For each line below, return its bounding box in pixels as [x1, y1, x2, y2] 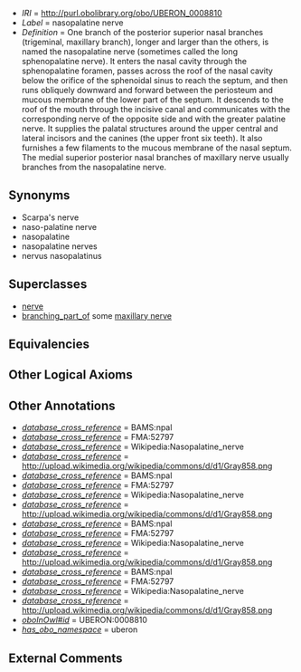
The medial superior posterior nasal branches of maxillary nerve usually [21, 152, 290, 162]
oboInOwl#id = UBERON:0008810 [21, 615, 148, 626]
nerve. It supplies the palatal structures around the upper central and [21, 123, 278, 134]
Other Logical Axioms [8, 367, 133, 383]
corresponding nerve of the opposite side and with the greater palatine [21, 113, 287, 124]
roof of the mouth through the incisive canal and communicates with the [21, 104, 291, 114]
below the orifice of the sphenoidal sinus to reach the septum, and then [21, 75, 288, 85]
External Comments [8, 650, 123, 666]
